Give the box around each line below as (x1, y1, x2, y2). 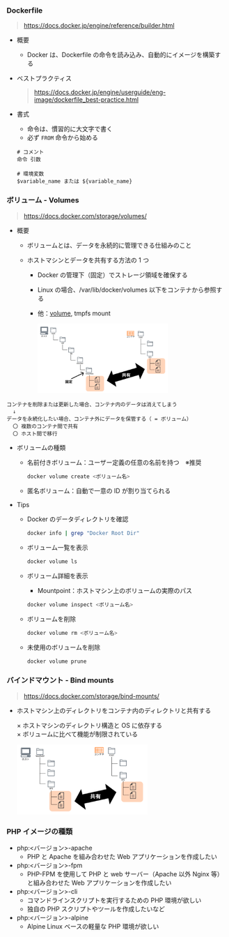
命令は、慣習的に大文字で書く (26, 125, 113, 133)
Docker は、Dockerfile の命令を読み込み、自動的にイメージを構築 (26, 51, 215, 59)
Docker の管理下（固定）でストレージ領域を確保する (37, 271, 189, 279)
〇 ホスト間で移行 (13, 430, 58, 437)
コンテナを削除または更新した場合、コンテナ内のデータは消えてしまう (6, 401, 177, 408)
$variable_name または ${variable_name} (16, 178, 133, 185)
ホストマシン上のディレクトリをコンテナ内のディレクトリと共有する (16, 706, 212, 714)
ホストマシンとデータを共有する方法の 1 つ (26, 255, 150, 264)
